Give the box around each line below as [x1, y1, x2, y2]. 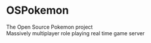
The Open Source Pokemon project [6, 23, 93, 30]
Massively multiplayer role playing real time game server [6, 29, 145, 36]
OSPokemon [6, 4, 69, 17]
